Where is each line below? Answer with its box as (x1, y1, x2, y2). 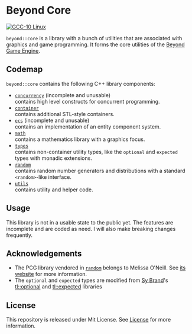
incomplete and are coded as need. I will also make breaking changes (6, 225, 176, 232)
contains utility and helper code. (14, 186, 93, 193)
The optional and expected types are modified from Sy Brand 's (14, 277, 168, 284)
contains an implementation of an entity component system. (14, 123, 161, 130)
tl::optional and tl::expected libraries (14, 283, 102, 290)
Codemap (6, 65, 43, 75)
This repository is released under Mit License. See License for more (6, 316, 171, 323)
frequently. (6, 232, 32, 239)
